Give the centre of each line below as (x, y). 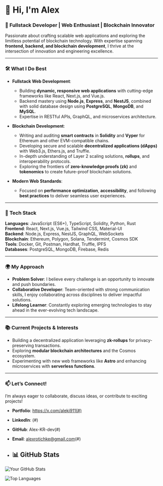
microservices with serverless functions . (54, 366)
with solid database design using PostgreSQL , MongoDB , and (81, 106)
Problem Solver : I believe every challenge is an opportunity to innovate (83, 279)
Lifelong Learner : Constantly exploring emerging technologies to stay (82, 305)
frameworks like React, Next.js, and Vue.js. (62, 96)
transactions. (48, 345)
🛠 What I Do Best (26, 69)
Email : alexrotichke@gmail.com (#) (46, 439)
